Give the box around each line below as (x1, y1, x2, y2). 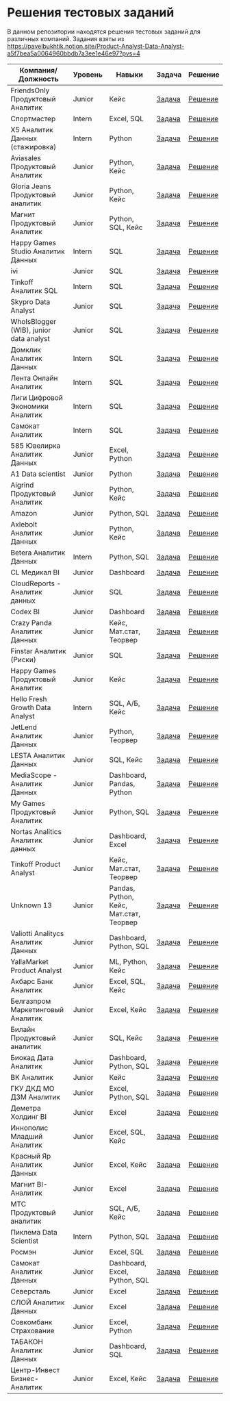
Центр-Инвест (10, 1365, 60, 1374)
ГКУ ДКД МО (10, 1083, 55, 1093)
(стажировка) (10, 142, 57, 151)
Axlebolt (10, 519, 38, 529)
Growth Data (10, 703, 51, 712)
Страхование (10, 1326, 55, 1335)
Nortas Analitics (10, 826, 62, 836)
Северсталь (10, 1286, 51, 1296)
